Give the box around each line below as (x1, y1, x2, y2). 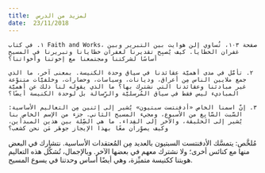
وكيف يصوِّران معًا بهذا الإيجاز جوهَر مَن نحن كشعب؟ (8, 124, 169, 132)
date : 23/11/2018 (8, 19, 69, 27)
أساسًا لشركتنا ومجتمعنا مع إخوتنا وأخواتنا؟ (8, 55, 158, 63)
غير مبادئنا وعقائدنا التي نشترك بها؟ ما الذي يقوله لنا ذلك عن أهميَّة (8, 83, 247, 90)
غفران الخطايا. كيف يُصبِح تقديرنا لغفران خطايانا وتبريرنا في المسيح (8, 48, 240, 56)
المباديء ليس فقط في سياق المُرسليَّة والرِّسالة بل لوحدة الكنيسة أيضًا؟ (8, 89, 240, 98)
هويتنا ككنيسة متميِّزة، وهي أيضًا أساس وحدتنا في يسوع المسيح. (8, 155, 193, 164)
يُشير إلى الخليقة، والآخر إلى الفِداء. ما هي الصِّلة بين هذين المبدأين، (8, 117, 244, 125)
